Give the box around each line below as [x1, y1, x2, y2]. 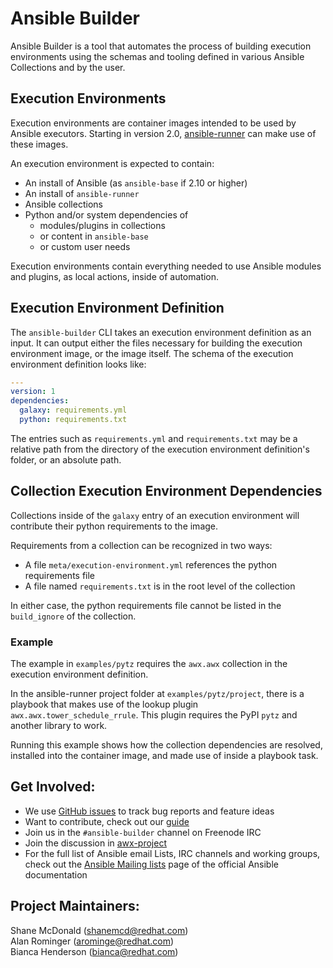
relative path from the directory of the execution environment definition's [10, 443, 310, 455]
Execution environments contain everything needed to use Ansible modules [10, 260, 322, 272]
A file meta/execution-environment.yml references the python [24, 558, 278, 571]
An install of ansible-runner [24, 187, 140, 199]
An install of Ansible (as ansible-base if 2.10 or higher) [24, 177, 248, 189]
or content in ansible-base [39, 230, 149, 242]
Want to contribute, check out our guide [24, 815, 190, 827]
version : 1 [10, 387, 56, 397]
